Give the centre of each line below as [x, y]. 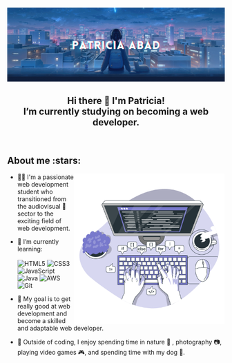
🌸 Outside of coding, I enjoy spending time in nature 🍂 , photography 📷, [119, 342]
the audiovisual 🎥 [42, 207]
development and [42, 313]
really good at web [43, 307]
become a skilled [41, 321]
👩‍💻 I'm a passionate [45, 177]
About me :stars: [44, 160]
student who [35, 192]
